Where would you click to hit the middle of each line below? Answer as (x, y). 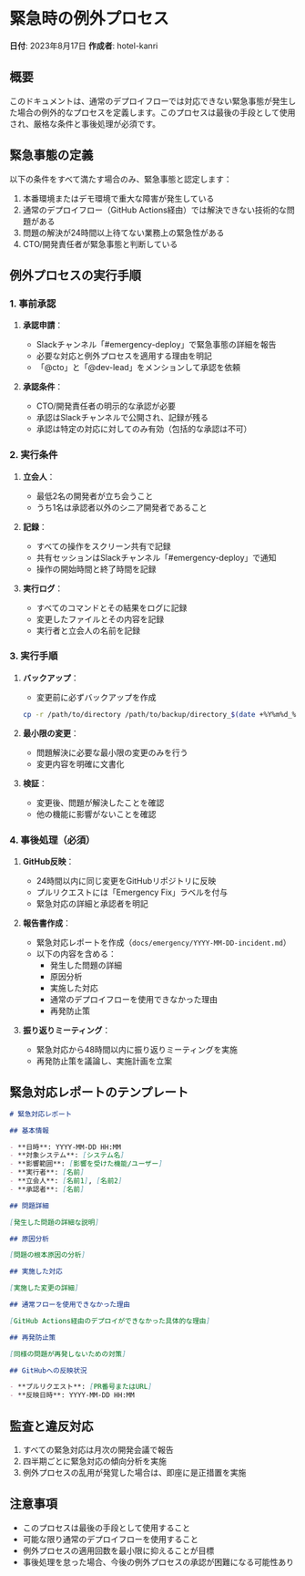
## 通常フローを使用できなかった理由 (70, 1305)
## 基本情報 (30, 1130)
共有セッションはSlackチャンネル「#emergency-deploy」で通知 (156, 557)
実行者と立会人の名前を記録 (88, 630)
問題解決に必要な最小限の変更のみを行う (112, 752)
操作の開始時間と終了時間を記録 (96, 569)
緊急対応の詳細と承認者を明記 (92, 904)
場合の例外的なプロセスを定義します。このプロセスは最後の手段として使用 (156, 112)
